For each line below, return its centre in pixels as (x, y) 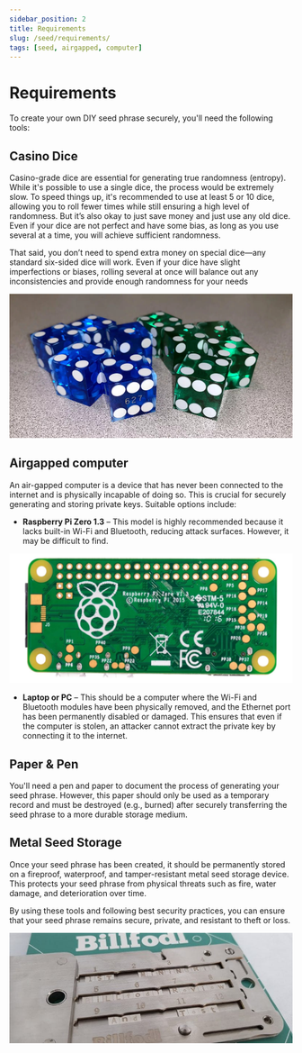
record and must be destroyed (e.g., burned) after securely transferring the (148, 805)
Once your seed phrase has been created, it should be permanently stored (147, 864)
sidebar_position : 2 (48, 19)
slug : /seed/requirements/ (60, 38)
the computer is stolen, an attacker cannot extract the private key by (149, 726)
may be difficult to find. (65, 540)
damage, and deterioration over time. (78, 893)
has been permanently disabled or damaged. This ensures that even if (152, 717)
